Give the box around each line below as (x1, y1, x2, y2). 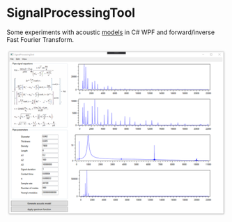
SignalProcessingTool (6, 5, 136, 21)
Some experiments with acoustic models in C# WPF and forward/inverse (6, 28, 215, 36)
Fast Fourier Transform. (6, 35, 75, 43)
